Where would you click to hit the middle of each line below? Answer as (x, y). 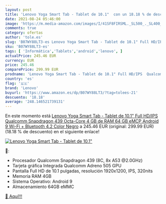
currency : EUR (20, 60)
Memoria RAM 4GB (32, 176)
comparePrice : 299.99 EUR (32, 70)
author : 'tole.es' (24, 38)
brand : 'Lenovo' (22, 88)
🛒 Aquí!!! (14, 197)
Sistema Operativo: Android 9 (42, 182)
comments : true (21, 28)
